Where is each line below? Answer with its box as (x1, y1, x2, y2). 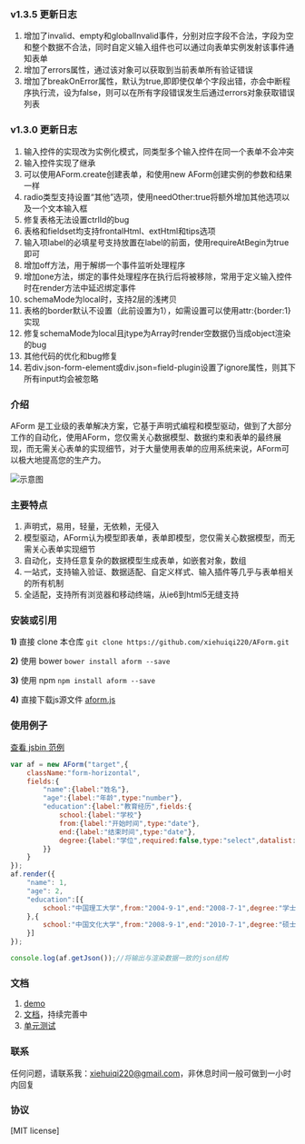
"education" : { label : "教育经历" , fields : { (43, 802, 192, 811)
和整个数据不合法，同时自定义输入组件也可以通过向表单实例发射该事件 (23, 42, 287, 53)
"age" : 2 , (26, 886, 64, 896)
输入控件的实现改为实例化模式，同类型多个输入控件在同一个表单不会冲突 (23, 145, 294, 156)
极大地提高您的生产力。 (17, 454, 106, 465)
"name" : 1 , (26, 879, 68, 888)
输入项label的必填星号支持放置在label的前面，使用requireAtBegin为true (23, 236, 290, 247)
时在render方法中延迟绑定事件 (23, 282, 137, 293)
